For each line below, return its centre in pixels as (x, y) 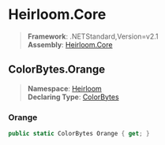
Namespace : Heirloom (65, 88)
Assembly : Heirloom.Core (70, 44)
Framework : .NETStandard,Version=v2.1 (93, 36)
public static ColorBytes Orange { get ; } (79, 134)
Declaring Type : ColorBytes (73, 97)
